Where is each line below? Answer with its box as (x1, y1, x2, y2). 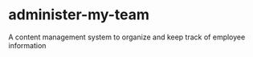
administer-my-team (8, 6, 150, 24)
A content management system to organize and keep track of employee (8, 32, 246, 42)
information (8, 40, 47, 50)
